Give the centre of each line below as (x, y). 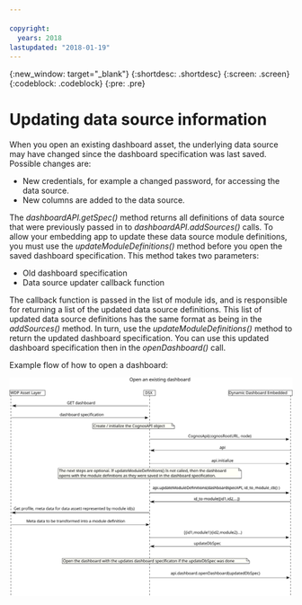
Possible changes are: (50, 164)
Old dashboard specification (75, 273)
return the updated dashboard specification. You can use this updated (139, 338)
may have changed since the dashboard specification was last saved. (138, 154)
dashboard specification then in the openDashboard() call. (118, 348)
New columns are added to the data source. (104, 200)
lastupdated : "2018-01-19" (60, 48)
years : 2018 (40, 38)
